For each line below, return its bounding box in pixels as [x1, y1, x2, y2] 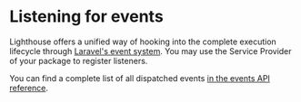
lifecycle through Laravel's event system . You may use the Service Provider [9, 45, 293, 56]
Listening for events [9, 6, 164, 27]
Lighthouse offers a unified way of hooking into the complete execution [9, 36, 277, 47]
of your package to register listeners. [9, 55, 148, 66]
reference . [9, 82, 48, 93]
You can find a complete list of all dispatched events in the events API [9, 72, 271, 83]
